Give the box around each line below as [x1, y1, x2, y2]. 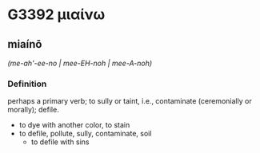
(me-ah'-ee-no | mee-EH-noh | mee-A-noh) [7, 58, 153, 68]
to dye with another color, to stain [18, 120, 130, 130]
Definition [7, 78, 47, 89]
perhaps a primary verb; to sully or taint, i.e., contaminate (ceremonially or [7, 96, 253, 106]
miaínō [7, 37, 42, 51]
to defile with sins [30, 137, 90, 147]
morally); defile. [7, 105, 59, 115]
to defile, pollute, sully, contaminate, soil [18, 129, 152, 139]
